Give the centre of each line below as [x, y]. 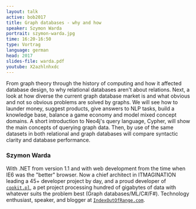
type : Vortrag [24, 45]
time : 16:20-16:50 [29, 39]
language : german [27, 50]
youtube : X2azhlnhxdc [33, 67]
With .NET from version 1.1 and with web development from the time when [96, 168]
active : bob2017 [26, 17]
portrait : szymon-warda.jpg [41, 34]
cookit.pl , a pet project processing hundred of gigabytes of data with [91, 187]
